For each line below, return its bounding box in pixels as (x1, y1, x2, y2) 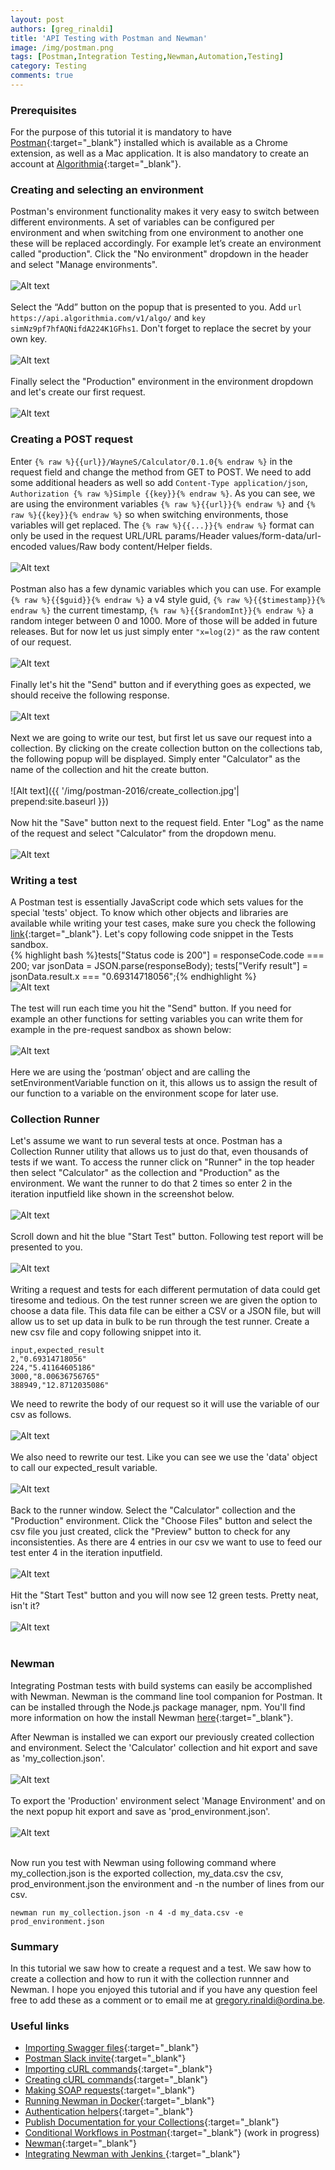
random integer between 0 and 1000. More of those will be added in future (10, 614, 318, 626)
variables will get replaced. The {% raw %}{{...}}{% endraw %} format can (10, 519, 315, 531)
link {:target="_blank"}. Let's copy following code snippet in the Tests (10, 928, 294, 940)
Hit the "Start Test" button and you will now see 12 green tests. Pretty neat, (10, 1589, 319, 1601)
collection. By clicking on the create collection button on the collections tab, (10, 742, 323, 754)
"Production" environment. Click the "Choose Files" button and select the (10, 1515, 313, 1527)
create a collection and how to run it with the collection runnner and (10, 1972, 290, 1985)
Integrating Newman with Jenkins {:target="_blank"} (24, 2148, 241, 2160)
